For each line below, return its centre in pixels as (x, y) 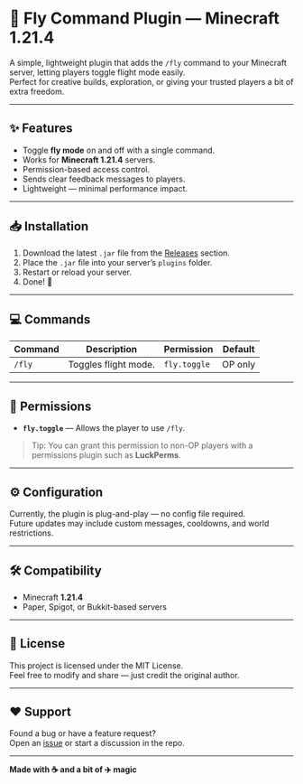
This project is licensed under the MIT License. (96, 665)
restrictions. (32, 533)
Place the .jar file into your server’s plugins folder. (117, 262)
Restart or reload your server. (77, 272)
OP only (239, 365)
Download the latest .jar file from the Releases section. (126, 253)
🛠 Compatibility (55, 571)
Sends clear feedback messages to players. (104, 179)
